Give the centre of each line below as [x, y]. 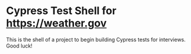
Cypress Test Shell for [61, 11]
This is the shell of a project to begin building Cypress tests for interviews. [96, 39]
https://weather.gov [56, 23]
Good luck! [19, 46]
